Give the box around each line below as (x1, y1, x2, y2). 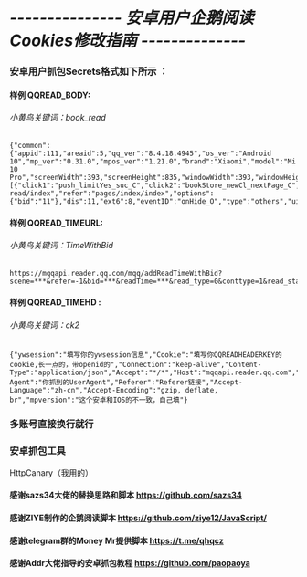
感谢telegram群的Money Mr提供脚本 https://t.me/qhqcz (9, 535, 224, 546)
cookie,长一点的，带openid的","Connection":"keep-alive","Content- (9, 360, 262, 369)
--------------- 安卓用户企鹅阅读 (9, 7, 254, 28)
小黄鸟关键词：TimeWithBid (9, 240, 114, 251)
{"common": (9, 141, 51, 150)
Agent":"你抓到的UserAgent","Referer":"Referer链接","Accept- (9, 377, 243, 387)
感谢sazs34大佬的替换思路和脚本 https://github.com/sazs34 (9, 489, 242, 501)
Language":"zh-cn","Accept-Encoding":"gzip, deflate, (9, 385, 219, 394)
